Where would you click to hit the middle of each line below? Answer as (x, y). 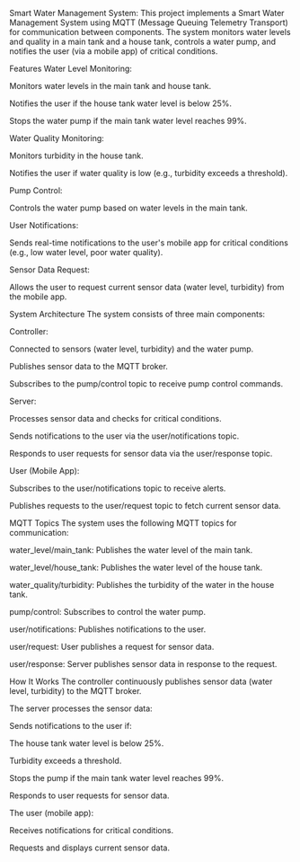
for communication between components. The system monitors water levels (150, 32)
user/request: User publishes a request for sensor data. (112, 647)
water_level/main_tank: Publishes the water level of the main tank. (131, 550)
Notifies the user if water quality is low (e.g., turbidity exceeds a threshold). (149, 173)
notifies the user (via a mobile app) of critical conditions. (114, 51)
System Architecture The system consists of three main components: (137, 314)
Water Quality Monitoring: (57, 138)
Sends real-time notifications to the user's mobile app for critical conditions (149, 243)
